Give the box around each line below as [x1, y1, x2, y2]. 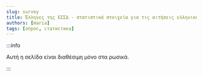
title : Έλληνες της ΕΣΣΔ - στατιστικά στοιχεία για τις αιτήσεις [6, 14, 174, 20]
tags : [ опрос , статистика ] [6, 25, 74, 32]
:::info [6, 42, 21, 49]
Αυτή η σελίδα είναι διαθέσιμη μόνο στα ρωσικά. [6, 53, 129, 60]
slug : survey [6, 8, 39, 15]
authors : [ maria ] [6, 20, 50, 26]
